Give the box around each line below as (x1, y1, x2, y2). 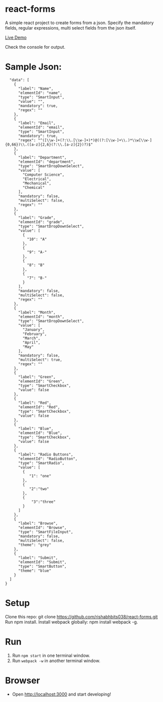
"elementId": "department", (18, 159, 76, 164)
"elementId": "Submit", (18, 559, 67, 564)
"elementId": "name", (18, 90, 63, 95)
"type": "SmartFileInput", (18, 529, 73, 534)
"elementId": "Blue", (18, 430, 63, 435)
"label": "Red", (18, 400, 51, 405)
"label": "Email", (18, 121, 56, 125)
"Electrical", (23, 176, 51, 182)
